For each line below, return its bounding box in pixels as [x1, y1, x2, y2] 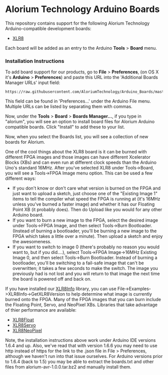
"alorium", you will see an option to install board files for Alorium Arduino [5, 119, 155, 125]
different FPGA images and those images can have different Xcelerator [5, 154, 151, 160]
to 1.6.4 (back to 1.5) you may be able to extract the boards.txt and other [5, 358, 154, 365]
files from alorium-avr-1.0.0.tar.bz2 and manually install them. [5, 364, 131, 370]
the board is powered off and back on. [12, 276, 91, 282]
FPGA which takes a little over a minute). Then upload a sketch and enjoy [12, 233, 163, 239]
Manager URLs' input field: [5, 79, 60, 86]
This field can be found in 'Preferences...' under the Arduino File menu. [5, 98, 151, 104]
